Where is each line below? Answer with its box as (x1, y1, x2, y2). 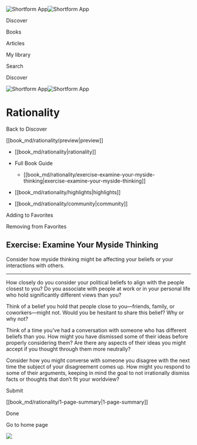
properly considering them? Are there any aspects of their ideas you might (6, 339, 186, 346)
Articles (6, 40, 25, 47)
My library (6, 51, 31, 58)
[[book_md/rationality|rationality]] (14, 148, 96, 155)
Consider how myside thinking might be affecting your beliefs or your (6, 255, 174, 263)
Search (6, 62, 23, 69)
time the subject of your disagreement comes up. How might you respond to (6, 363, 191, 370)
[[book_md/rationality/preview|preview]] (6, 137, 104, 144)
